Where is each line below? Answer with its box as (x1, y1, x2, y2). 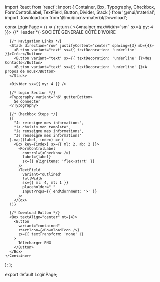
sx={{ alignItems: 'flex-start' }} (22, 159, 95, 164)
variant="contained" (18, 223, 60, 228)
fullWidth (22, 176, 42, 181)
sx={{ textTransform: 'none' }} (18, 232, 84, 237)
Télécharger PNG (18, 240, 51, 245)
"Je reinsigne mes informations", (14, 120, 84, 125)
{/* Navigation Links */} (9, 39, 62, 44)
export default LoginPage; (5, 272, 58, 277)
